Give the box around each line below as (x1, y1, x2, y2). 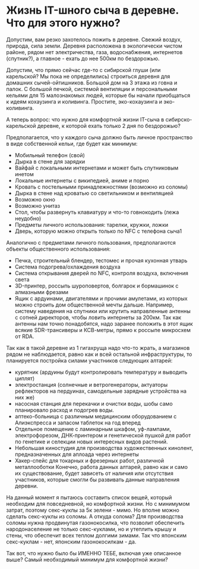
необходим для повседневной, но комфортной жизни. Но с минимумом (6, 500, 190, 507)
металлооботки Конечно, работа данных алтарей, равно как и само (14, 463, 188, 470)
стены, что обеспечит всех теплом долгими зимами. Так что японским (6, 532, 187, 539)
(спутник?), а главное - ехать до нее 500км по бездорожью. (6, 55, 160, 62)
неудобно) (14, 215, 42, 222)
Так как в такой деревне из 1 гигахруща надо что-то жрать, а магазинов (6, 344, 190, 351)
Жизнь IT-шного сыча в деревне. (6, 4, 179, 17)
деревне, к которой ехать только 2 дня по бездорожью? (37, 122, 181, 129)
